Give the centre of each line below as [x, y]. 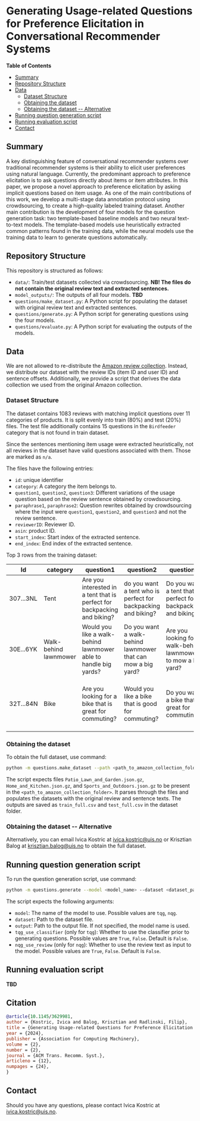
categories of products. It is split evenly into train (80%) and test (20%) [94, 420]
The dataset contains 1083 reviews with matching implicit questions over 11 [98, 413]
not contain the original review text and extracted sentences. [92, 288]
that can [135, 656]
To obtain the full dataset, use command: [56, 757]
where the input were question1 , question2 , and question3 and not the [101, 511]
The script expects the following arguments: [60, 901]
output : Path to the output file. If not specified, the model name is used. [102, 925]
